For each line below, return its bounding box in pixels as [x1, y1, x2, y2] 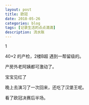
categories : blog [5, 21, 41, 26]
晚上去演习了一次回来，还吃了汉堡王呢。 [5, 84, 87, 90]
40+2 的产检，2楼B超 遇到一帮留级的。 [5, 53, 84, 59]
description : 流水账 [5, 30, 45, 35]
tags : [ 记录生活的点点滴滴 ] [5, 25, 56, 30]
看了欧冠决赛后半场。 [5, 95, 48, 101]
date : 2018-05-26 [5, 16, 41, 21]
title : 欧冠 [5, 12, 28, 17]
